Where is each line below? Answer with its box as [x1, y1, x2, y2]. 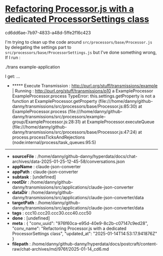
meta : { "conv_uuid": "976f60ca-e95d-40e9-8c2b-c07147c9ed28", [12, 220, 148, 226]
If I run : [5, 54, 21, 60]
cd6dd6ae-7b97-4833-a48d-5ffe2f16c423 [5, 30, 91, 35]
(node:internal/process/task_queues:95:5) [12, 139, 96, 145]
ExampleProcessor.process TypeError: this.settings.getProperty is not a [12, 93, 155, 99]
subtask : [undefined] [12, 174, 56, 180]
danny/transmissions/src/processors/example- [12, 113, 106, 119]
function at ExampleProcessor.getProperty [12, 98, 98, 104]
